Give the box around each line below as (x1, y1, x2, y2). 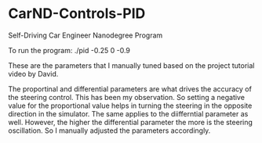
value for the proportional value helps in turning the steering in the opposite (8, 101, 253, 110)
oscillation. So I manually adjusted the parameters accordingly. (8, 126, 211, 135)
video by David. (8, 69, 59, 78)
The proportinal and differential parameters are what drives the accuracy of (8, 84, 253, 94)
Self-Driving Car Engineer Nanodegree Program (8, 30, 163, 40)
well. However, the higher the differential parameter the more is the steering (8, 117, 253, 127)
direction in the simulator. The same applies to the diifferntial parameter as (8, 109, 249, 118)
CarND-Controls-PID (8, 5, 146, 23)
